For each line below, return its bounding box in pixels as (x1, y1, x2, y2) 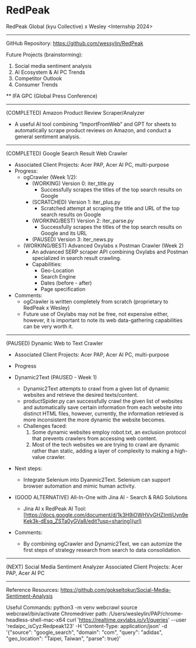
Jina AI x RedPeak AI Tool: (23, 505, 86, 512)
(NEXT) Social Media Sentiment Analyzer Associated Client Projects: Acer (6, 563, 183, 570)
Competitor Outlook (14, 74, 62, 82)
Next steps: (14, 465, 43, 472)
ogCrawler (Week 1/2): (23, 173, 78, 180)
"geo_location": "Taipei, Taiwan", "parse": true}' (6, 635, 121, 642)
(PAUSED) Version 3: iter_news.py (32, 235, 114, 243)
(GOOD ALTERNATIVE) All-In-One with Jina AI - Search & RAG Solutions (14, 493, 188, 500)
